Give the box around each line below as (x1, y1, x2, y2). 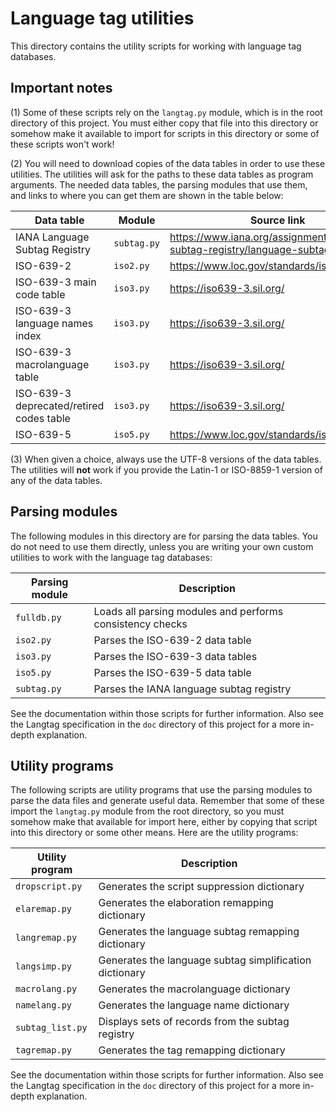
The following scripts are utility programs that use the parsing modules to (10, 784, 313, 796)
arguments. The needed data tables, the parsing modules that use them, (10, 178, 308, 191)
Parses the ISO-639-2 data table (93, 633, 252, 647)
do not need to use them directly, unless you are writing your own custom (10, 540, 314, 552)
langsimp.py (15, 961, 73, 972)
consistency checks (93, 617, 188, 631)
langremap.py (15, 932, 78, 944)
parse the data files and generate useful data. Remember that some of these (10, 795, 325, 807)
